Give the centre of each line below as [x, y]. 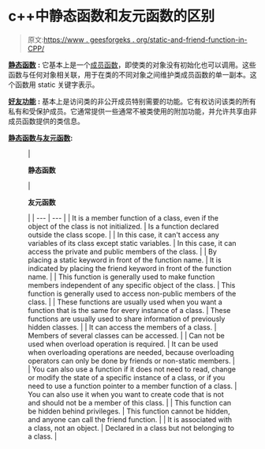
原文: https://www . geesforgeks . [81, 40]
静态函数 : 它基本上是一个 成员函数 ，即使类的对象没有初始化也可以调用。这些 [132, 65]
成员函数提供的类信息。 [46, 121]
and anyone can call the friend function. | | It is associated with [130, 419]
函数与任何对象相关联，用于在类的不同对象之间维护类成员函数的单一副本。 [129, 74]
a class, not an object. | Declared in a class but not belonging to [131, 428]
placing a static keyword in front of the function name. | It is [125, 260]
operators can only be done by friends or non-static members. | [131, 360]
